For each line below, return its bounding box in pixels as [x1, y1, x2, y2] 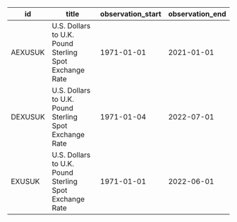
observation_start [99, 9, 162, 18]
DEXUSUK [11, 112, 45, 122]
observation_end [168, 9, 226, 18]
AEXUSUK [11, 47, 45, 57]
